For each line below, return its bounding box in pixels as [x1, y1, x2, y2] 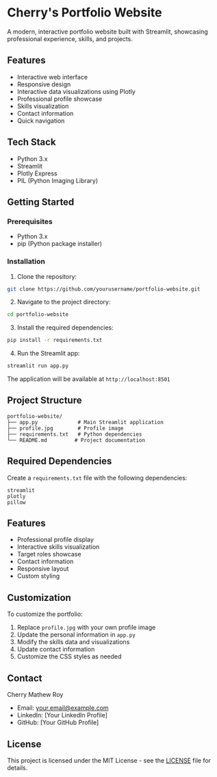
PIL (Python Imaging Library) [16, 176, 99, 184]
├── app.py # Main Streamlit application [7, 419, 164, 425]
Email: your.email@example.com [16, 704, 109, 712]
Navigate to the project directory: [16, 298, 111, 306]
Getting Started [7, 196, 75, 208]
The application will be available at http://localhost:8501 [7, 375, 170, 383]
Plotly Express [16, 169, 58, 177]
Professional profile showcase [16, 95, 103, 103]
